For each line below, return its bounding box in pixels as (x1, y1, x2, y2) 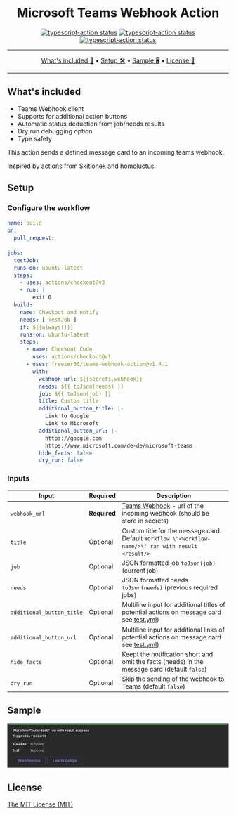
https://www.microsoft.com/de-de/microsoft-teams (44, 442, 193, 449)
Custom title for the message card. (122, 526, 222, 535)
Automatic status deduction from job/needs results (17, 119, 165, 128)
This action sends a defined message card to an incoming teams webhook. (7, 148, 225, 156)
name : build (7, 220, 42, 227)
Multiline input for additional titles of (122, 601, 226, 609)
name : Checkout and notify (20, 308, 99, 315)
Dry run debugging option (17, 126, 93, 135)
